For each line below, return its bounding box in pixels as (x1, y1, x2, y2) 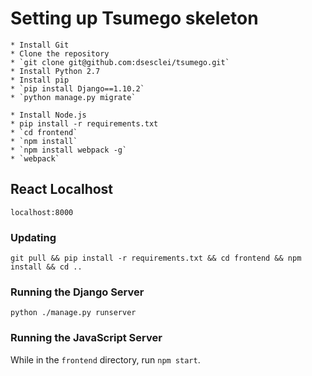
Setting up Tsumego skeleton (10, 7, 259, 30)
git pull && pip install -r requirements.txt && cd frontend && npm (10, 253, 302, 264)
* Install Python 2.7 (10, 66, 101, 76)
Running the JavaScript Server (10, 331, 163, 345)
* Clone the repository (10, 48, 110, 59)
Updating (10, 230, 57, 244)
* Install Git (10, 40, 70, 50)
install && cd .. (10, 262, 83, 272)
